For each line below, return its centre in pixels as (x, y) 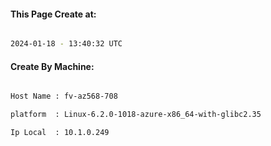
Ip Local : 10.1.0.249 (60, 133)
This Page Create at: (53, 14)
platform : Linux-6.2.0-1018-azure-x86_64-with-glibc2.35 (136, 115)
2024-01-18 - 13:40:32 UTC (66, 44)
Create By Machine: (52, 66)
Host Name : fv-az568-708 (64, 96)
